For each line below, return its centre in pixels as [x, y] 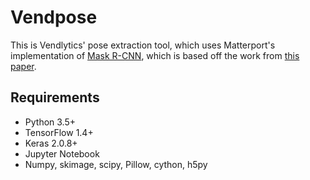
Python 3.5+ [50, 122]
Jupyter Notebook [62, 153]
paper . [23, 66]
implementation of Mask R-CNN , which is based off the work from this [155, 55]
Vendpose [54, 17]
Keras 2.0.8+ [51, 143]
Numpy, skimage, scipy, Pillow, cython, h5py [116, 164]
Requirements [55, 97]
